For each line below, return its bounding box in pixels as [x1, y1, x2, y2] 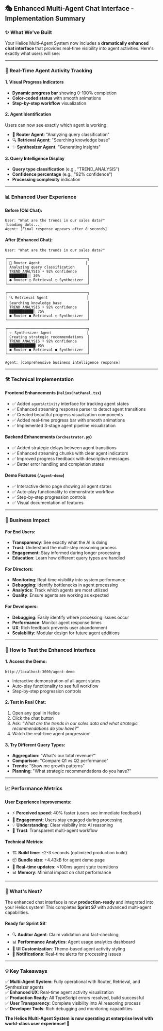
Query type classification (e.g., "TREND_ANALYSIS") [12, 166, 120, 172]
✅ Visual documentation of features [12, 500, 84, 506]
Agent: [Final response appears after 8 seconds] [5, 227, 108, 232]
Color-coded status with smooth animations [12, 95, 101, 101]
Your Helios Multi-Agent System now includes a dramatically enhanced [5, 40, 149, 46]
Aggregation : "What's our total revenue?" [12, 753, 96, 759]
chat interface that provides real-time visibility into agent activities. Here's [5, 45, 154, 51]
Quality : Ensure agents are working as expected [12, 592, 109, 598]
